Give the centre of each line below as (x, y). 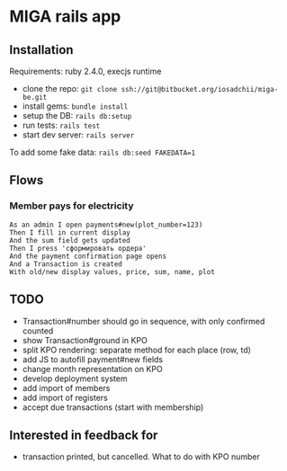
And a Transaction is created (66, 264)
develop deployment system (75, 378)
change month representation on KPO (93, 369)
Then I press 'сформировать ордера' (78, 248)
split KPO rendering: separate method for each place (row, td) (137, 350)
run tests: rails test (61, 125)
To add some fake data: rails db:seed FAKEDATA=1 (103, 152)
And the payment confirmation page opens (88, 256)
